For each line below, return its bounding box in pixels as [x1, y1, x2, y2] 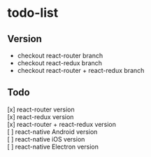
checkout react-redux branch [17, 59, 103, 67]
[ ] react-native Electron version [7, 142, 99, 151]
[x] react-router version [7, 105, 75, 114]
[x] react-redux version [7, 112, 74, 121]
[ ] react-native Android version [7, 128, 98, 136]
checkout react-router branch [17, 51, 103, 60]
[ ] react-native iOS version [7, 135, 85, 143]
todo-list [7, 5, 59, 21]
